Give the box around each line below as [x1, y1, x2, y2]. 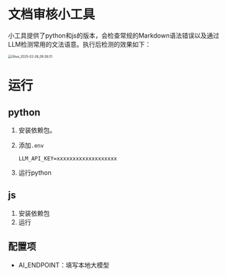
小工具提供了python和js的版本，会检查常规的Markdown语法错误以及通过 [8, 31, 220, 40]
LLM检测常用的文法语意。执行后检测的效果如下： [8, 40, 152, 48]
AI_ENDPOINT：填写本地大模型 [18, 260, 110, 269]
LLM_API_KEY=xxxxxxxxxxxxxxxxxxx [18, 155, 118, 162]
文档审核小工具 [8, 6, 96, 23]
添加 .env [18, 141, 45, 149]
